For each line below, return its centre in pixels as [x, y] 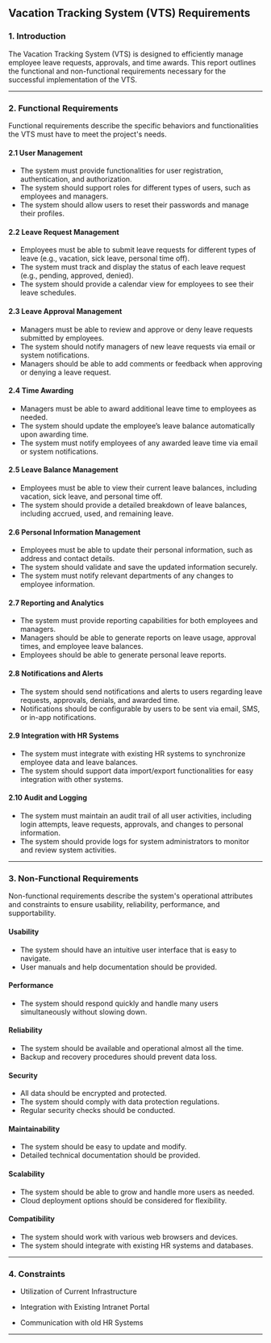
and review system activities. [68, 850]
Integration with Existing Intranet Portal [85, 1307]
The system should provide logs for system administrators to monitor [135, 842]
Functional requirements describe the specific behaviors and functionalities [133, 125]
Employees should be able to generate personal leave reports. [123, 655]
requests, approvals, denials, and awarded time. [100, 700]
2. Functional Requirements [63, 108]
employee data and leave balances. [79, 762]
